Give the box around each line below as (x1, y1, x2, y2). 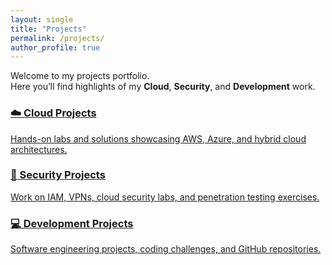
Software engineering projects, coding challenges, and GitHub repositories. (10, 243, 322, 255)
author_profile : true (10, 42, 101, 53)
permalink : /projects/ (10, 33, 105, 43)
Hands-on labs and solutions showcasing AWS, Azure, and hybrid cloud (10, 132, 307, 145)
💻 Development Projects (10, 216, 134, 230)
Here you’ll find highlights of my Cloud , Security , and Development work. (10, 81, 316, 93)
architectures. (10, 143, 68, 155)
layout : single (10, 14, 74, 25)
